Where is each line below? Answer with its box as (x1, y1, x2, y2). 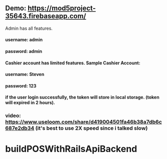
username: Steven (5, 71, 45, 77)
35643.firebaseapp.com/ (5, 12, 86, 21)
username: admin (5, 37, 43, 43)
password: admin (5, 48, 43, 54)
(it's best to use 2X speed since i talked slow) (35, 125, 148, 132)
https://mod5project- (27, 4, 96, 13)
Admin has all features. (5, 25, 53, 31)
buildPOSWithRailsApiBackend (5, 143, 137, 155)
